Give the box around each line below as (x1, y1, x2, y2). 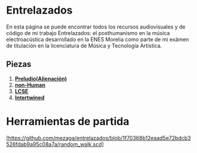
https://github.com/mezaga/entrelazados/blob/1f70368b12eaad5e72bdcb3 (8, 134, 191, 141)
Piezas (6, 59, 31, 69)
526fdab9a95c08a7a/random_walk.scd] (6, 141, 104, 148)
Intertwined (14, 94, 45, 101)
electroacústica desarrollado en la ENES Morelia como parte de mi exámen (6, 36, 189, 43)
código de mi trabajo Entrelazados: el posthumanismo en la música (6, 29, 170, 36)
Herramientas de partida (6, 114, 129, 128)
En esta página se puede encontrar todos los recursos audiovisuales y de (6, 23, 186, 30)
